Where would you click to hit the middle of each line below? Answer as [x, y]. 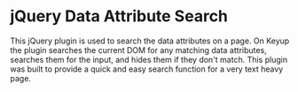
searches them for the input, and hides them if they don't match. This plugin [149, 59]
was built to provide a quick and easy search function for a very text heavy [147, 69]
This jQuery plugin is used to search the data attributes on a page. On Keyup [150, 41]
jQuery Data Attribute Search [119, 16]
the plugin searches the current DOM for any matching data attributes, [138, 50]
